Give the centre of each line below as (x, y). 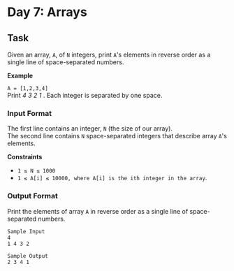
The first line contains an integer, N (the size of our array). (90, 129)
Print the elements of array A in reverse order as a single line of (98, 211)
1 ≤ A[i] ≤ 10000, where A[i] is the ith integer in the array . (112, 178)
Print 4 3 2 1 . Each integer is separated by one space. (85, 95)
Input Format (30, 113)
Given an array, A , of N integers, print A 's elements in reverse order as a (109, 54)
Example (20, 75)
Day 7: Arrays (47, 12)
